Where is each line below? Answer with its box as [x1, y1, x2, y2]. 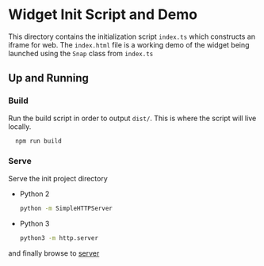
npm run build [15, 137, 62, 145]
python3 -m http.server [19, 234, 99, 242]
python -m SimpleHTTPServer [19, 204, 113, 212]
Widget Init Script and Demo [8, 6, 198, 24]
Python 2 [19, 188, 50, 199]
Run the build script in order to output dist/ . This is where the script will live [8, 113, 257, 123]
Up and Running [8, 71, 90, 85]
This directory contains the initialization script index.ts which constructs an [8, 32, 256, 41]
